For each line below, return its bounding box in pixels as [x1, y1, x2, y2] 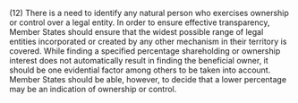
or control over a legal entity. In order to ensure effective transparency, [9, 17, 270, 28]
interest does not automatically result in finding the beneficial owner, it [9, 56, 268, 65]
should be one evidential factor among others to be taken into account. [9, 64, 271, 75]
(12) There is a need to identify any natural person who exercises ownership [9, 8, 289, 18]
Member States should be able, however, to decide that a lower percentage [9, 74, 287, 84]
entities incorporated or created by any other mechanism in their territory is [9, 36, 287, 47]
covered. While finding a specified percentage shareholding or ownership [9, 46, 281, 56]
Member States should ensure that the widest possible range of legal [9, 27, 264, 37]
